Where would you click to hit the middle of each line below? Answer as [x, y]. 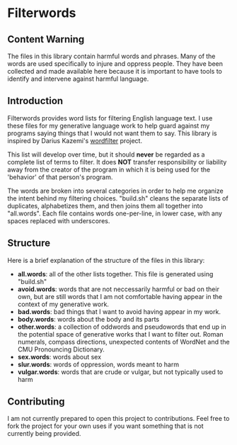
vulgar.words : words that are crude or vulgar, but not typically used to [120, 372]
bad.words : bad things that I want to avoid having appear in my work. [119, 311]
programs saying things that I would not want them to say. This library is [112, 133]
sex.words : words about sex [59, 356]
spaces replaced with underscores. [59, 220]
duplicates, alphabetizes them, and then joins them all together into [105, 205]
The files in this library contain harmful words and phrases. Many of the [111, 56]
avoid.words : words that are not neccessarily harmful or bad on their [118, 289]
